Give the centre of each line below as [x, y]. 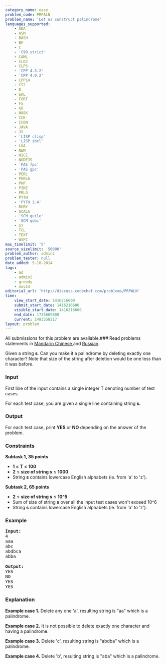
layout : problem [22, 324]
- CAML [21, 57]
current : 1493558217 [36, 319]
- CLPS [21, 66]
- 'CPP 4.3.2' [29, 71]
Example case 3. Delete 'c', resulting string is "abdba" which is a [72, 641]
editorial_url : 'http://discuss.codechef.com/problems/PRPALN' [73, 291]
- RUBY [21, 207]
